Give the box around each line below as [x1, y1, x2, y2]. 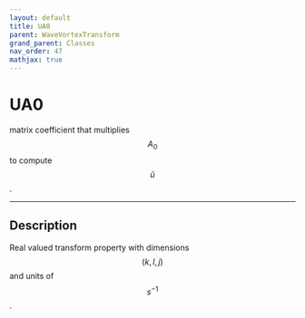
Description [9, 218, 77, 234]
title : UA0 [9, 22, 51, 31]
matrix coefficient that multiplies [9, 124, 130, 135]
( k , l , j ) [142, 255, 163, 267]
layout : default [9, 13, 71, 23]
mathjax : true [9, 55, 64, 64]
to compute [9, 155, 53, 166]
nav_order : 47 [9, 47, 64, 56]
